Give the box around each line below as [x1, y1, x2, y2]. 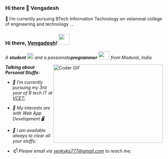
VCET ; [12, 95, 26, 101]
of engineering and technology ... [5, 21, 74, 27]
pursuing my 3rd [12, 84, 46, 90]
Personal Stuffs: [5, 69, 40, 75]
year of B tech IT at [12, 89, 52, 95]
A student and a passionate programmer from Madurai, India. [5, 54, 153, 60]
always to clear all [12, 132, 50, 138]
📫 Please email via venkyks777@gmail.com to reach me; [12, 147, 131, 154]
